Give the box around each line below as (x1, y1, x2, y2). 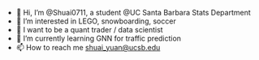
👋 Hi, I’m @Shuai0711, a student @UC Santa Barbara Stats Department (15, 8, 251, 17)
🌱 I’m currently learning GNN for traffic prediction (15, 33, 181, 43)
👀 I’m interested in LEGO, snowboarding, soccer (15, 16, 176, 26)
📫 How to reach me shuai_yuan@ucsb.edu (15, 43, 161, 52)
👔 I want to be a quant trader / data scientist (15, 25, 164, 34)
